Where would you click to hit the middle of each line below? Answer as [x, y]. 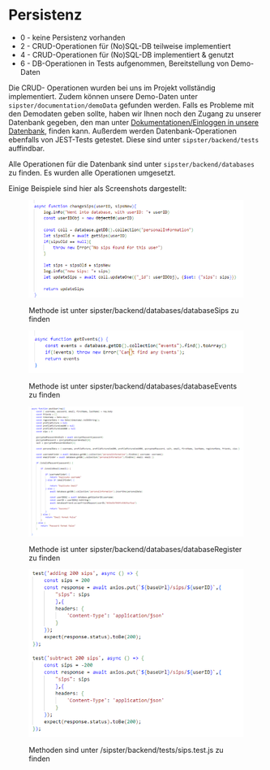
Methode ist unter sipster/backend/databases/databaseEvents [133, 386]
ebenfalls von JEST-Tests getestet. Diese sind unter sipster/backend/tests [134, 139]
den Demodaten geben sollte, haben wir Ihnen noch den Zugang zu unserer [135, 113]
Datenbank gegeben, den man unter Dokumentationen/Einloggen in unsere [134, 122]
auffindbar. [27, 148]
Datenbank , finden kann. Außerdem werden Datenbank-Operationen [123, 131]
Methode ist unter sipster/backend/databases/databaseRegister [135, 549]
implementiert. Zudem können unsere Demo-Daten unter [103, 96]
